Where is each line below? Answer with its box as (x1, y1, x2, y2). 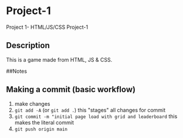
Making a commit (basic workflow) (6, 85, 136, 95)
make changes (14, 100, 50, 107)
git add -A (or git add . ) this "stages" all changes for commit (14, 106, 166, 113)
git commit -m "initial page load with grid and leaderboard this (14, 113, 178, 120)
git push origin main (14, 126, 67, 132)
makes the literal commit (14, 119, 74, 126)
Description (6, 41, 50, 51)
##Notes (6, 68, 28, 75)
